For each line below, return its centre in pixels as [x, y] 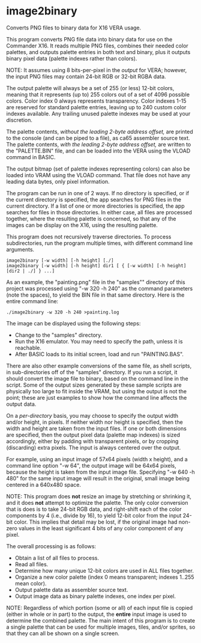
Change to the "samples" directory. [58, 335]
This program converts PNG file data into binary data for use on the [89, 39]
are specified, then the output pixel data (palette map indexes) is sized [93, 435]
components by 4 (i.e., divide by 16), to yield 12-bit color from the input [94, 515]
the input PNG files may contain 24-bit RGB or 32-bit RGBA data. [86, 76]
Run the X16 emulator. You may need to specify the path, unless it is [99, 341]
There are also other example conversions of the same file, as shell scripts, [99, 366]
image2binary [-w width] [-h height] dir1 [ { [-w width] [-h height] [96, 265]
